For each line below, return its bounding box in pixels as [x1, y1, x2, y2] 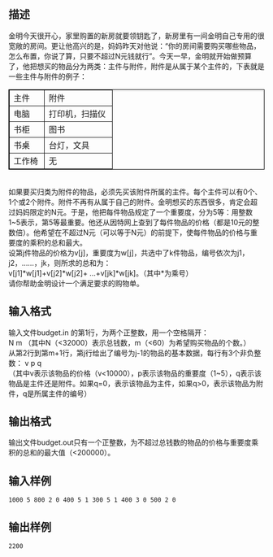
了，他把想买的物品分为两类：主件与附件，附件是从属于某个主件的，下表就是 [8, 61, 265, 71]
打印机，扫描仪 [48, 108, 106, 120]
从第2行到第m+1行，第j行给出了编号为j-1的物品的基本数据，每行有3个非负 [8, 348, 254, 358]
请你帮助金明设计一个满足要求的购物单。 [8, 278, 144, 288]
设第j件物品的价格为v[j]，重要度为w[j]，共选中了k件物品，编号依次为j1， [8, 247, 249, 258]
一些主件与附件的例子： [8, 72, 87, 81]
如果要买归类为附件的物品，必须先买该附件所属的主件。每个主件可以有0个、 [8, 186, 262, 197]
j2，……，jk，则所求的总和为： [8, 258, 111, 268]
